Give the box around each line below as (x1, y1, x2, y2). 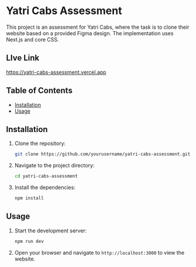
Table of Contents (6, 86, 73, 96)
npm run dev (14, 238, 44, 244)
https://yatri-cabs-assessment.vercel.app (6, 69, 106, 76)
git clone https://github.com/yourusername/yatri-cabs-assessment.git (14, 151, 191, 157)
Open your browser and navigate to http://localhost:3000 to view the (14, 249, 185, 256)
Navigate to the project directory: (14, 162, 95, 169)
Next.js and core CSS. (6, 36, 60, 43)
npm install (14, 195, 44, 201)
